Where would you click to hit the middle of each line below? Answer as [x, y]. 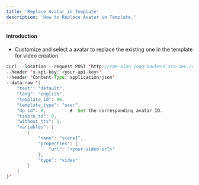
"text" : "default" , [41, 89]
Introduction [22, 36]
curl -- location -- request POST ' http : [55, 66]
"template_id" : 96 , [41, 99]
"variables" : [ [36, 127]
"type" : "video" [58, 160]
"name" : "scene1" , [60, 138]
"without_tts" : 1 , [39, 122]
